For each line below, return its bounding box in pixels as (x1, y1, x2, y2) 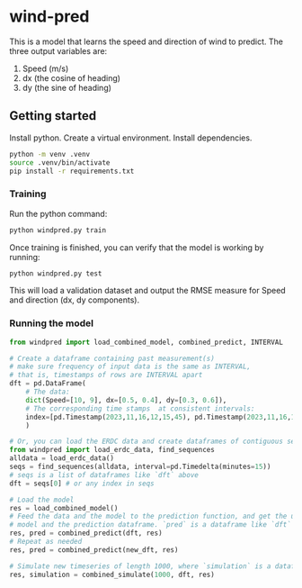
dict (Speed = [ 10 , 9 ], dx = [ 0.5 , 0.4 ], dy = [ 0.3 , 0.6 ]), (25, 395, 227, 404)
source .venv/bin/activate (9, 158, 111, 167)
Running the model (9, 317, 94, 330)
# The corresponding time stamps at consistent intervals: (25, 403, 255, 413)
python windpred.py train (9, 225, 106, 235)
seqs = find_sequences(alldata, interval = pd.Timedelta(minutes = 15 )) (9, 462, 271, 472)
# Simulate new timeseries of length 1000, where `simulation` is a (9, 561, 271, 571)
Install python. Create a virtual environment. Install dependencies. (9, 132, 253, 143)
